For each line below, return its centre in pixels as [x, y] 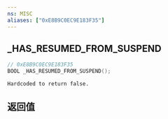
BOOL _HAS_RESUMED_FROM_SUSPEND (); [59, 71]
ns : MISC [20, 14]
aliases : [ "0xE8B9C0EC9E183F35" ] [56, 20]
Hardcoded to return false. [48, 84]
